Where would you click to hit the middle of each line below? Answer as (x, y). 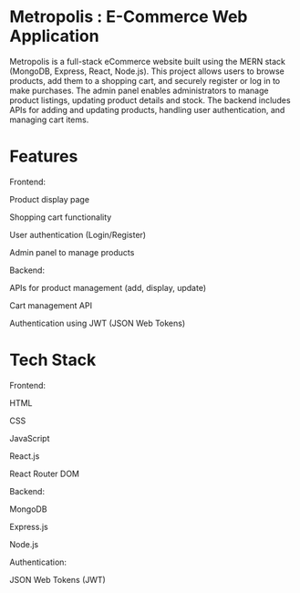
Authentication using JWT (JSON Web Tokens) (98, 323)
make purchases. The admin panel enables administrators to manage (139, 90)
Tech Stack (53, 360)
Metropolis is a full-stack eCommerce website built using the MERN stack (147, 61)
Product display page (49, 199)
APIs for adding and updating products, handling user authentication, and (147, 109)
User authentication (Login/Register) (78, 234)
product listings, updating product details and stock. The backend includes (150, 100)
